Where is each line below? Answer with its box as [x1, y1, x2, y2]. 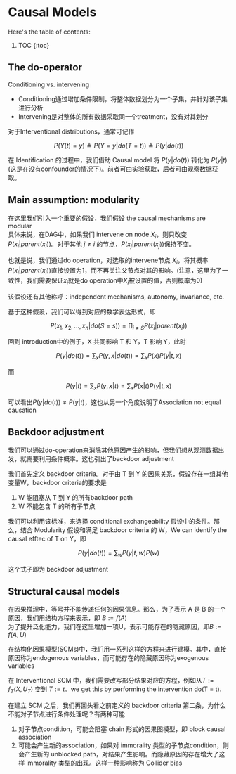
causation [8, 406, 37, 414]
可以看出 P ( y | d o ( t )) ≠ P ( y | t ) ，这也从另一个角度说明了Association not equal [8, 398, 221, 406]
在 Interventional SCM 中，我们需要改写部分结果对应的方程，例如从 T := [8, 676, 214, 685]
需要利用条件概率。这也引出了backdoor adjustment [26, 454, 174, 463]
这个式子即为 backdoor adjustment [8, 565, 108, 573]
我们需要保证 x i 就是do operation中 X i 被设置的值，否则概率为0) [26, 276, 203, 286]
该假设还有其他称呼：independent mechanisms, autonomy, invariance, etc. [8, 292, 224, 301]
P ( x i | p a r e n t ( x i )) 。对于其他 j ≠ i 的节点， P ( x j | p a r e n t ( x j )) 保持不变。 [8, 240, 195, 250]
